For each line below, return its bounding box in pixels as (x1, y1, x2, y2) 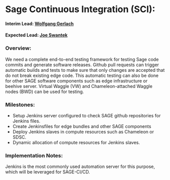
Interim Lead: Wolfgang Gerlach (5, 20, 74, 26)
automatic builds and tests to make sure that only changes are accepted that (5, 67, 165, 73)
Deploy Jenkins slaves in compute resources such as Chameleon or (12, 128, 154, 134)
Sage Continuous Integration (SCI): (5, 4, 155, 15)
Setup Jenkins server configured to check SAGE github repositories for (12, 112, 161, 118)
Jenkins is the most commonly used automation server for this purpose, (5, 163, 155, 170)
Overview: (5, 44, 31, 52)
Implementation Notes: (5, 152, 63, 159)
